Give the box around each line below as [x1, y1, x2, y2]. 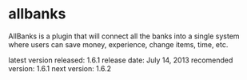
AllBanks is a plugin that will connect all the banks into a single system [8, 31, 240, 41]
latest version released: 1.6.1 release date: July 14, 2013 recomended [8, 55, 233, 65]
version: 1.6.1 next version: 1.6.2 [8, 63, 112, 73]
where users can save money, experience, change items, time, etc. [8, 39, 229, 49]
